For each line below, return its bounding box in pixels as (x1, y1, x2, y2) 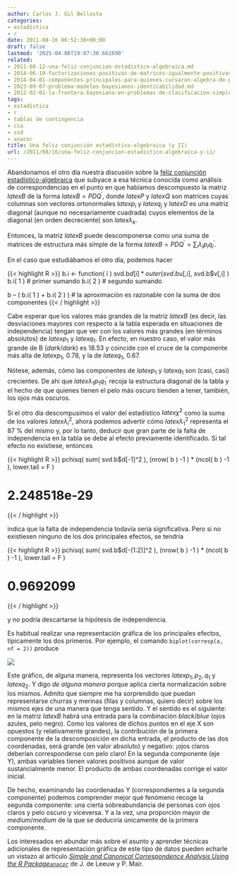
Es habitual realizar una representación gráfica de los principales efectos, (7, 629, 221, 637)
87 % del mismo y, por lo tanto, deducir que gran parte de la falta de (7, 426, 206, 435)
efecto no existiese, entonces (7, 441, 93, 450)
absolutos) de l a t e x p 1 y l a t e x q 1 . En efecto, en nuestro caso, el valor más (7, 334, 217, 344)
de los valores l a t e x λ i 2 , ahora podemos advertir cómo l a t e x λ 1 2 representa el (7, 416, 229, 427)
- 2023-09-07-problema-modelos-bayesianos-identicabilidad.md (7, 83, 194, 90)
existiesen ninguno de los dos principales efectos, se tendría (7, 532, 184, 540)
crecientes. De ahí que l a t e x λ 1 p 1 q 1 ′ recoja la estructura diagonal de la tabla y (7, 376, 229, 387)
